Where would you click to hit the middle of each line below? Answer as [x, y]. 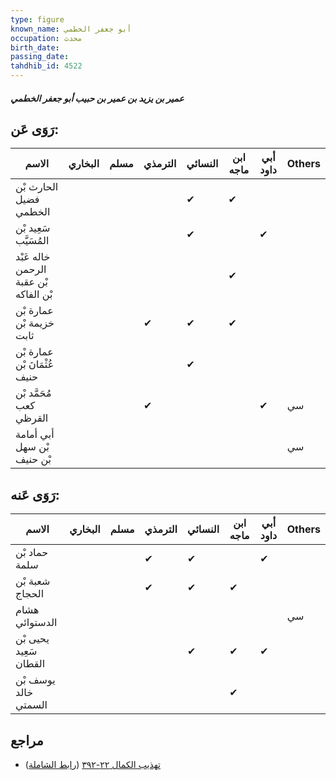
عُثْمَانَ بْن [35, 364]
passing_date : [40, 57]
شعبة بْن [33, 581]
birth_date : [35, 47]
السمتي [31, 705]
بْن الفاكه [34, 294]
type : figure [37, 19]
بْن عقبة [31, 282]
